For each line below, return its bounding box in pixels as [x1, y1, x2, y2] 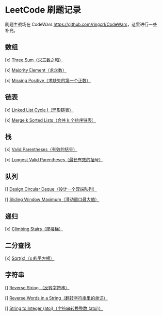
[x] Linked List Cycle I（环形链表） [5, 107, 74, 113]
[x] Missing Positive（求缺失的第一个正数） [5, 77, 91, 83]
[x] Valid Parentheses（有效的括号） [5, 147, 78, 152]
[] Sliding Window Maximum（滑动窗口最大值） [5, 197, 99, 202]
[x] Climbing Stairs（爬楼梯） [5, 226, 64, 232]
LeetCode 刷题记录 [5, 4, 81, 16]
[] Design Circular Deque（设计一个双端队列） [5, 186, 97, 192]
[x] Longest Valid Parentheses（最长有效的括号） [5, 157, 103, 163]
